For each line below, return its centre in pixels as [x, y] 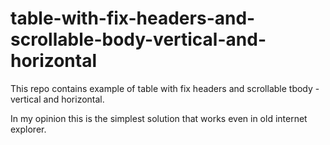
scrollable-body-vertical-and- [138, 39]
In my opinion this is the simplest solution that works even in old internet [159, 118]
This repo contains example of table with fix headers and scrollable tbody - [165, 88]
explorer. [28, 129]
